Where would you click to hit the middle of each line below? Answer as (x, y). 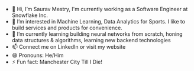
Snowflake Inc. (30, 15)
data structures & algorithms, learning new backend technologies (91, 40)
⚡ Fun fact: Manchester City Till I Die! (57, 62)
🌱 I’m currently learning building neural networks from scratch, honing (97, 34)
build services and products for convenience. (67, 28)
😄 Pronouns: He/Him (38, 55)
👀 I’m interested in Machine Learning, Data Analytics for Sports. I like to (98, 21)
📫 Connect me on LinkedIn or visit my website (69, 47)
